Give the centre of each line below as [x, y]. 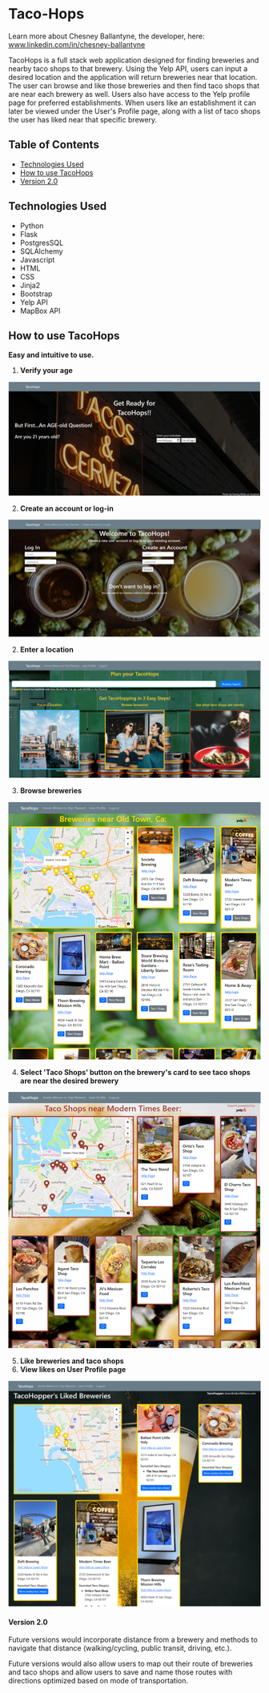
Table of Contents [54, 145]
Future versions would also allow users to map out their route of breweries [131, 1664]
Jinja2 [30, 285]
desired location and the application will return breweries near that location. [133, 77]
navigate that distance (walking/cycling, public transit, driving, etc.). [120, 1648]
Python [32, 226]
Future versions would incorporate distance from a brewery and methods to [133, 1640]
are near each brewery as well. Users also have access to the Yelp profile [129, 94]
